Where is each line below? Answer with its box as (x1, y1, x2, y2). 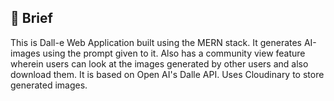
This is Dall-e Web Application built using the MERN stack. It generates (10, 36, 303, 48)
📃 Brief (10, 10, 53, 27)
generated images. (10, 79, 88, 91)
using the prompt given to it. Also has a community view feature (42, 47, 306, 59)
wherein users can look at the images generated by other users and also (10, 57, 309, 70)
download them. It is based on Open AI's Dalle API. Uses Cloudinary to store (10, 68, 325, 80)
